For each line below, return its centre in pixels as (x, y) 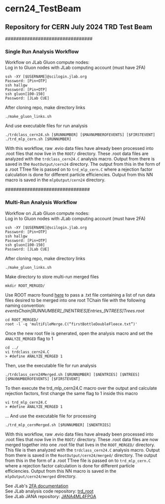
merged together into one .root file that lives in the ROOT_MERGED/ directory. (80, 445)
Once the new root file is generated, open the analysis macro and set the (79, 333)
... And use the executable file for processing (51, 416)
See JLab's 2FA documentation (37, 486)
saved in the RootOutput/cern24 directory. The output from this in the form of (83, 164)
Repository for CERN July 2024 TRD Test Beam (79, 27)
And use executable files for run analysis (46, 126)
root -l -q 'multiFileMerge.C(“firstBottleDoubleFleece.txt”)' (71, 324)
